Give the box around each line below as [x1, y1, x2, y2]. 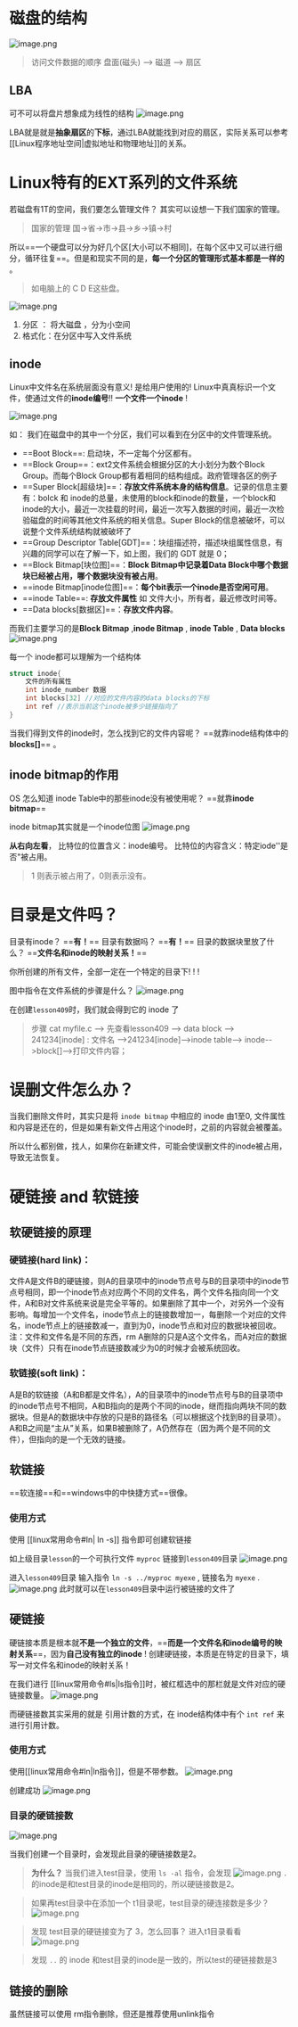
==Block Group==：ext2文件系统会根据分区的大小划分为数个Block [21, 458, 265, 469]
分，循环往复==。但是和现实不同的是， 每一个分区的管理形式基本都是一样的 [9, 252, 285, 263]
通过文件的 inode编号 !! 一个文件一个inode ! [32, 392, 189, 403]
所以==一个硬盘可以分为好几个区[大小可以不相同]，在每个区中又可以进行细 [9, 242, 283, 252]
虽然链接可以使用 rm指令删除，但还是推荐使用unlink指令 [9, 2008, 215, 2019]
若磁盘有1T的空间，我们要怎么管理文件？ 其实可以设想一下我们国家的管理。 [9, 203, 285, 214]
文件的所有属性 [25, 677, 72, 687]
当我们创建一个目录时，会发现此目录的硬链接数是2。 [9, 1849, 202, 1859]
